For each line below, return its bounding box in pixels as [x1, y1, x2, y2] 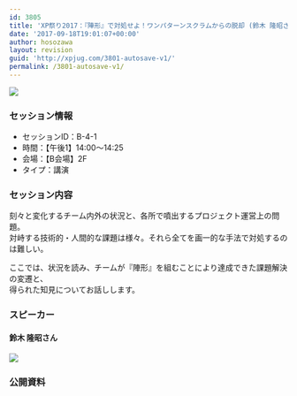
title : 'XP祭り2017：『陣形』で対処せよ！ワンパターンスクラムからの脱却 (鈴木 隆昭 [9, 21, 284, 30]
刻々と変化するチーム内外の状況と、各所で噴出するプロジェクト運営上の [9, 210, 272, 221]
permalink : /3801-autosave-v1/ [9, 63, 125, 72]
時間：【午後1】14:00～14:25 [21, 142, 124, 153]
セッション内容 [9, 189, 73, 202]
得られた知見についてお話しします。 [9, 285, 140, 295]
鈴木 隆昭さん [9, 332, 58, 343]
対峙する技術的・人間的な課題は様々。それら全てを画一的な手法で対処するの [9, 232, 288, 243]
